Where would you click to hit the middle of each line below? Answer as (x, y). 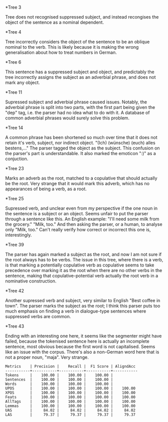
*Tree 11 (14, 92)
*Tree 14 (14, 128)
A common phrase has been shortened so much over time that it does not (81, 137)
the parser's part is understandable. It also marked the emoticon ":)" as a (81, 153)
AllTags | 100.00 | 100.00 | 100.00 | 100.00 (70, 401)
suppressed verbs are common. (38, 316)
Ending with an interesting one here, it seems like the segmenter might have (83, 336)
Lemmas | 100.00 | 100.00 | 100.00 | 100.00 (70, 406)
